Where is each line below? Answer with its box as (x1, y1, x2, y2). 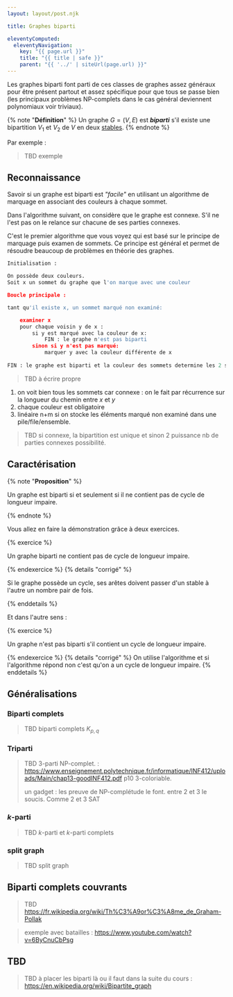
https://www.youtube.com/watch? (94, 928, 192, 937)
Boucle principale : (7, 292, 67, 299)
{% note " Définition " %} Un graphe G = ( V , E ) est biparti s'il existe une (7, 115, 211, 124)
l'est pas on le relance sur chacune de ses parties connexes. (7, 218, 180, 226)
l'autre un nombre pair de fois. (7, 586, 94, 594)
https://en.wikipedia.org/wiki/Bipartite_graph (24, 981, 152, 990)
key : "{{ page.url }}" (19, 48, 85, 56)
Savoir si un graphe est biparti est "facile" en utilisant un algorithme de (7, 190, 209, 199)
